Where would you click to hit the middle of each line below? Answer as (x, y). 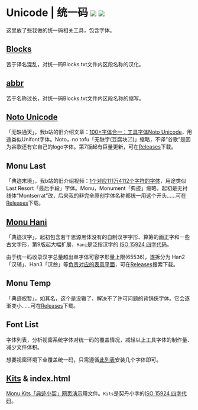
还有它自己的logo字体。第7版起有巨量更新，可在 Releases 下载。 (99, 147)
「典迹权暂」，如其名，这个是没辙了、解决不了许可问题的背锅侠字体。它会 (95, 298)
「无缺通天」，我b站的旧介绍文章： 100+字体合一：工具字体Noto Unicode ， (97, 132)
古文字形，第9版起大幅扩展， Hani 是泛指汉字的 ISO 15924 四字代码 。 (89, 244)
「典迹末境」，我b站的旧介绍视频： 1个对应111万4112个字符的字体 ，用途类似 (96, 181)
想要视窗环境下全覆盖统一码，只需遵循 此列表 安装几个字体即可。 (84, 360)
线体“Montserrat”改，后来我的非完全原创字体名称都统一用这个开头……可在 (96, 196)
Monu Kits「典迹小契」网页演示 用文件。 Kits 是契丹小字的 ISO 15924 (88, 393)
